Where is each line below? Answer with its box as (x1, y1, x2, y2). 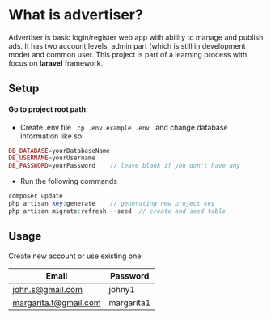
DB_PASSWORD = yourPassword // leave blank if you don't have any (8, 162, 241, 170)
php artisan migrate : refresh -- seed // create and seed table (8, 206, 227, 215)
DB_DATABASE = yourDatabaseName (8, 147, 111, 155)
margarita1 (108, 297, 151, 308)
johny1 (108, 283, 136, 295)
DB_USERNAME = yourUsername (8, 154, 95, 163)
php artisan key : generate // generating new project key (8, 200, 216, 208)
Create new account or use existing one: (8, 251, 144, 261)
